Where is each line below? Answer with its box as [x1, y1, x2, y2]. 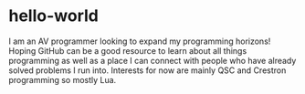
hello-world [8, 5, 100, 26]
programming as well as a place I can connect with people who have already [8, 55, 297, 66]
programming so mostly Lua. [8, 74, 117, 85]
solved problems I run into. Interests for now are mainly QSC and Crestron [8, 65, 287, 76]
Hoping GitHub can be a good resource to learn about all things [8, 45, 247, 56]
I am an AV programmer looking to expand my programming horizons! [8, 36, 271, 47]
